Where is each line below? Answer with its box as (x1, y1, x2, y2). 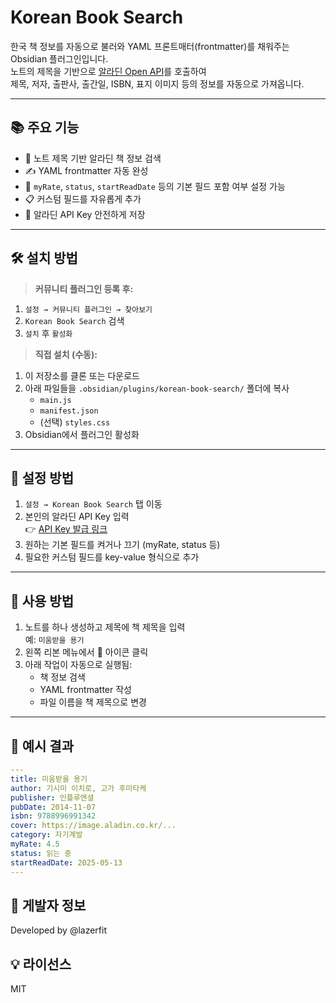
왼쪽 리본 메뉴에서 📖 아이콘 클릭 (24, 646, 149, 658)
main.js (39, 395, 72, 405)
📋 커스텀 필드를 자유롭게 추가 (24, 192, 142, 205)
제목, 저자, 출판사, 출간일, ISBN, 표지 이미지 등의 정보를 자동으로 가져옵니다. (10, 77, 305, 90)
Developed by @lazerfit (10, 924, 107, 936)
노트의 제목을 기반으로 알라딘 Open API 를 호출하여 (10, 65, 207, 77)
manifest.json (39, 406, 99, 416)
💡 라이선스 (10, 956, 72, 973)
